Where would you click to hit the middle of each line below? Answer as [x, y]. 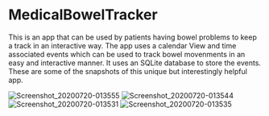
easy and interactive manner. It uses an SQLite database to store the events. [135, 63]
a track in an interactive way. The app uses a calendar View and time [122, 45]
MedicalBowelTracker [83, 15]
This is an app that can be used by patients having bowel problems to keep [133, 37]
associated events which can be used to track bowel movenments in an [127, 54]
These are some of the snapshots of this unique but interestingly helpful [128, 71]
